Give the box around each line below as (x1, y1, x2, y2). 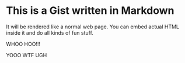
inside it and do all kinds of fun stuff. (6, 29, 93, 36)
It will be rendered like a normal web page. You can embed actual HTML (6, 23, 180, 30)
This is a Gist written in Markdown (6, 4, 174, 17)
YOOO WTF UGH (6, 51, 47, 58)
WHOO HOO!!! (6, 40, 41, 47)
